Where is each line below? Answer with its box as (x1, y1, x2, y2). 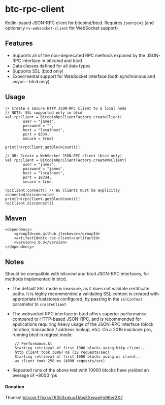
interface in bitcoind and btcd (22, 58, 82, 64)
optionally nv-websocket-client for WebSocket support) (5, 25, 118, 31)
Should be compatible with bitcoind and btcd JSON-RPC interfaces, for (5, 271, 149, 277)
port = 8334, (23, 132, 50, 136)
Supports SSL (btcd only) (12, 68, 64, 74)
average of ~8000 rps (12, 372, 58, 378)
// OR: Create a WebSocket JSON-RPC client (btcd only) (5, 153, 122, 158)
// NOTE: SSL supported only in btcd (5, 110, 83, 115)
